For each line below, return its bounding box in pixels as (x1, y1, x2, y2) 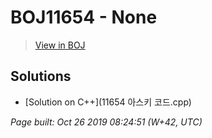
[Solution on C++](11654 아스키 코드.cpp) (24, 96, 192, 108)
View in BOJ (34, 39, 86, 51)
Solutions (10, 68, 72, 85)
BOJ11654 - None (10, 6, 158, 29)
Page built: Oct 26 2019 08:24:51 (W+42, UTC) (10, 116, 203, 128)
